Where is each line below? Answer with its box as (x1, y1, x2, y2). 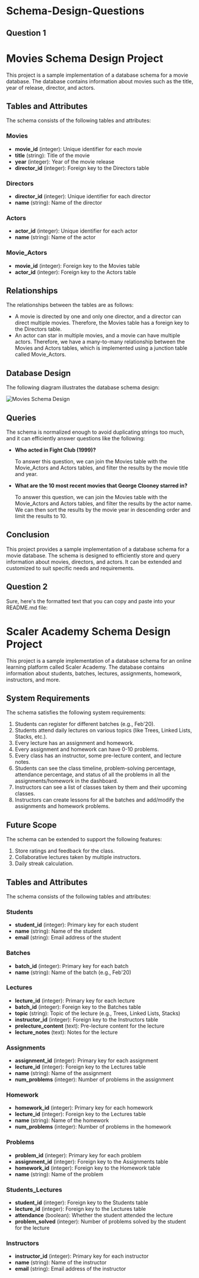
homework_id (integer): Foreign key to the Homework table (14, 1164, 160, 1171)
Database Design (6, 368, 71, 378)
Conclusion (6, 530, 50, 540)
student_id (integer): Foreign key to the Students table (14, 1199, 149, 1206)
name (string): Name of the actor (14, 234, 96, 241)
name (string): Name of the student (14, 928, 102, 935)
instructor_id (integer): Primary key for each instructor (14, 1252, 149, 1260)
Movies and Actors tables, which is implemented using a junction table (14, 344, 188, 352)
